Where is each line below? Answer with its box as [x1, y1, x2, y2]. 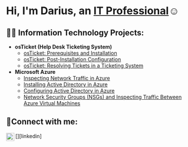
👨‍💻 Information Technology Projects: [6, 28, 144, 38]
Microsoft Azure [14, 68, 56, 75]
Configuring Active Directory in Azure [23, 87, 115, 94]
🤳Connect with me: [6, 117, 78, 127]
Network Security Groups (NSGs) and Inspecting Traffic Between [23, 93, 182, 100]
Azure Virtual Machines [23, 100, 81, 107]
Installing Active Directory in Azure [23, 81, 108, 88]
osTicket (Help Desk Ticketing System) [14, 43, 113, 50]
